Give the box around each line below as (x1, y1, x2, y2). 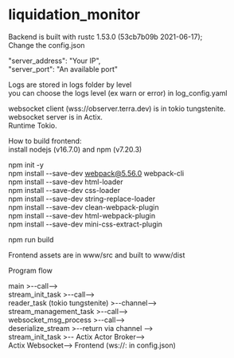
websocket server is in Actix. (8, 112, 103, 121)
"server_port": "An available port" (8, 64, 118, 73)
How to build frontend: (8, 136, 82, 145)
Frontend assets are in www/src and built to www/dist (8, 250, 185, 260)
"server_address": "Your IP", (8, 56, 101, 65)
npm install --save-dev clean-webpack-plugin (8, 202, 159, 212)
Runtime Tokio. (8, 120, 57, 130)
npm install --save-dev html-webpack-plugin (8, 210, 156, 220)
